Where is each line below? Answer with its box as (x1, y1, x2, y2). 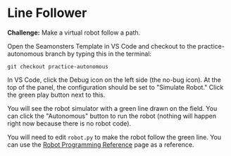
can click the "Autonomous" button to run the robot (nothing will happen (7, 112, 217, 120)
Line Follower (7, 5, 87, 21)
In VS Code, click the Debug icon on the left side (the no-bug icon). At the (7, 76, 222, 84)
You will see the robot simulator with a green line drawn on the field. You (7, 104, 218, 112)
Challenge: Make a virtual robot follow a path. (7, 28, 141, 37)
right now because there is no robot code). (7, 119, 132, 128)
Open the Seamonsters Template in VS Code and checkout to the (7, 42, 196, 50)
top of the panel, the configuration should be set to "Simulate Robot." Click (7, 83, 224, 91)
